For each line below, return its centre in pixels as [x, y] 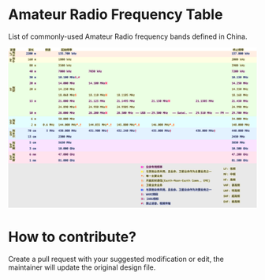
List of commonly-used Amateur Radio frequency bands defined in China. [128, 36]
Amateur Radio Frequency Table [116, 15]
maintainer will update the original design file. [82, 267]
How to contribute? [72, 237]
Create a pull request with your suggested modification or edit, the [116, 259]
